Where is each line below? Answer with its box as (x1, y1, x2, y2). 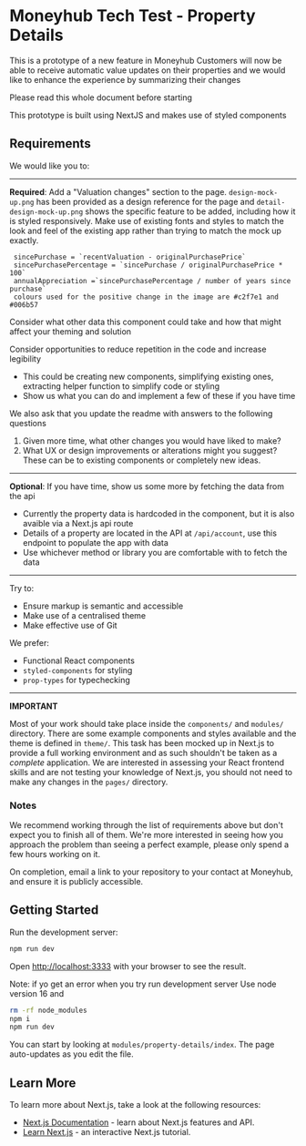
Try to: (9, 582, 35, 593)
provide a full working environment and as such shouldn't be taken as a (9, 747, 278, 758)
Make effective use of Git (22, 619, 117, 630)
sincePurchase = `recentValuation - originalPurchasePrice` (13, 252, 247, 261)
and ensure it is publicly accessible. (9, 876, 144, 887)
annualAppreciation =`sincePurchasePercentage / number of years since (13, 276, 291, 285)
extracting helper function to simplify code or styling (22, 380, 220, 392)
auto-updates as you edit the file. (9, 1049, 134, 1059)
